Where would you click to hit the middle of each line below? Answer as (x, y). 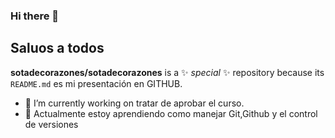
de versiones (51, 124)
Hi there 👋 (35, 16)
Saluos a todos (57, 48)
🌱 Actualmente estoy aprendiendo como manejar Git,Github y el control (171, 113)
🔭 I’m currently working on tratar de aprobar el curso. (134, 103)
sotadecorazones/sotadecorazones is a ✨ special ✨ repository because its (167, 72)
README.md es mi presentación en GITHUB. (96, 83)
